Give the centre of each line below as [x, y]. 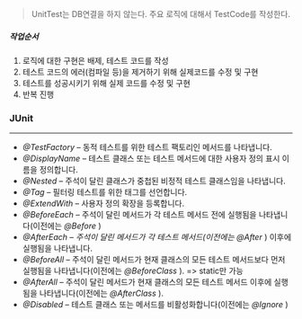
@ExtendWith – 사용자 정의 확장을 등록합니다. [103, 204]
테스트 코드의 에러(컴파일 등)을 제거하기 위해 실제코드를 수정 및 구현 [140, 72]
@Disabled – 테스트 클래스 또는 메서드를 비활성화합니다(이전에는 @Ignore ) [155, 305]
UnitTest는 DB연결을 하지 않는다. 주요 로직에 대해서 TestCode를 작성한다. [160, 14]
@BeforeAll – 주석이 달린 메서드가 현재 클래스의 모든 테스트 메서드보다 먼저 [154, 260]
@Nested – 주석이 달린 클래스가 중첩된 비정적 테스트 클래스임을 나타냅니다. [154, 181]
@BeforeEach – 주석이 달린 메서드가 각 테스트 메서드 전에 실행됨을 [139, 215]
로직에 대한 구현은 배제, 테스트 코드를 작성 [95, 60]
